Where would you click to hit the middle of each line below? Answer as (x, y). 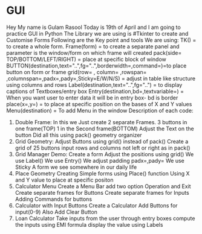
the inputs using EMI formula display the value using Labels (89, 224)
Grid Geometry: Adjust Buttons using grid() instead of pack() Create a (102, 141)
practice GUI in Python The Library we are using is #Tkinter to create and (97, 33)
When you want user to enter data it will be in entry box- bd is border (92, 98)
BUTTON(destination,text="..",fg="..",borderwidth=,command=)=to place (96, 65)
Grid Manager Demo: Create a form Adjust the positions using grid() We (104, 154)
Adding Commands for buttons (54, 199)
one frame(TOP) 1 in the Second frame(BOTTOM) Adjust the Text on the (105, 128)
